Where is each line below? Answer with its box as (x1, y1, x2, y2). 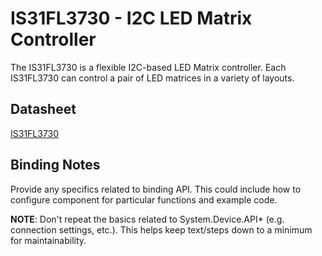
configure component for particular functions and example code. (10, 193, 278, 206)
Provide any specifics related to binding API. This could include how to (10, 183, 302, 195)
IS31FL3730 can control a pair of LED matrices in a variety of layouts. (10, 72, 295, 84)
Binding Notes (10, 157, 101, 174)
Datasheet (10, 101, 77, 118)
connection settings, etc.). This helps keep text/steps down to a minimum (10, 223, 313, 236)
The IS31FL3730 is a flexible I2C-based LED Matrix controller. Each (10, 61, 287, 73)
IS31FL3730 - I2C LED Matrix (10, 7, 253, 30)
